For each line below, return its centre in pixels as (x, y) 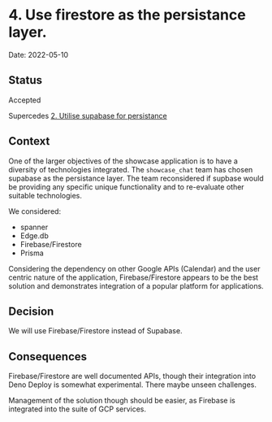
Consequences (48, 357)
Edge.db (34, 235)
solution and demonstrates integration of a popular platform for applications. (136, 285)
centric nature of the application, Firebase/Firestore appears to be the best (133, 277)
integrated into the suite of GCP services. (78, 409)
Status (26, 80)
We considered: (35, 211)
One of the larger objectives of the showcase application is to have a (123, 161)
